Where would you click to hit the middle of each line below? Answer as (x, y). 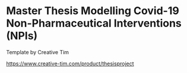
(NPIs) (22, 36)
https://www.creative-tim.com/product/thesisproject (70, 64)
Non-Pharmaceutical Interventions (94, 23)
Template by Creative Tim (38, 52)
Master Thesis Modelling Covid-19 (93, 11)
